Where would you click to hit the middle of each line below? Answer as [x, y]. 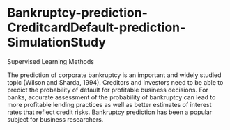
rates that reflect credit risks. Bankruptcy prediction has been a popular [110, 112]
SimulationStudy [57, 42]
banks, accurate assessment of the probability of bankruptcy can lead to [112, 97]
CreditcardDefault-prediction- [97, 27]
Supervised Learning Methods [51, 61]
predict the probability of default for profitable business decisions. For [108, 90]
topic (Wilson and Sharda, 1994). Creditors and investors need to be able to [115, 82]
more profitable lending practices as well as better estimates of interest [109, 104]
